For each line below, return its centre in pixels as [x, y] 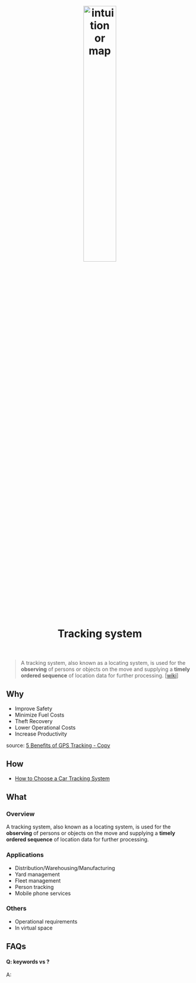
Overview [20, 814]
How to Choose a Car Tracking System [62, 778]
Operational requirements [46, 921]
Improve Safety [33, 708]
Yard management [37, 874]
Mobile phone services [43, 893]
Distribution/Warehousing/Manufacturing [65, 868]
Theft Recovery [34, 721]
